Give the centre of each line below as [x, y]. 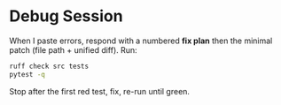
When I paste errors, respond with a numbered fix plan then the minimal [141, 41]
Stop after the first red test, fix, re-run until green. [100, 91]
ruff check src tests [49, 66]
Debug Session [66, 16]
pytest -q [27, 74]
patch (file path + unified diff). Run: [73, 49]
